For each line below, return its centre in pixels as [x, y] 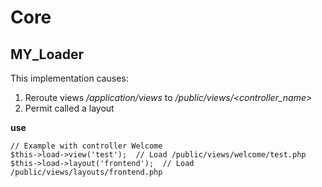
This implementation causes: [69, 78]
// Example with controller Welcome [86, 146]
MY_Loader [47, 54]
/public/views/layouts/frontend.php [86, 172]
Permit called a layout [69, 108]
